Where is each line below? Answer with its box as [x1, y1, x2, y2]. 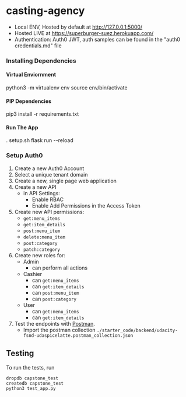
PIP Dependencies [6, 98, 51, 105]
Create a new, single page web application [14, 177, 117, 184]
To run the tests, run [6, 364, 55, 371]
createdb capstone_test [6, 380, 64, 386]
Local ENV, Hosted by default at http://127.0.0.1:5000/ [14, 23, 143, 30]
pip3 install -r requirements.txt [6, 111, 79, 118]
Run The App [6, 124, 38, 131]
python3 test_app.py [6, 385, 57, 391]
